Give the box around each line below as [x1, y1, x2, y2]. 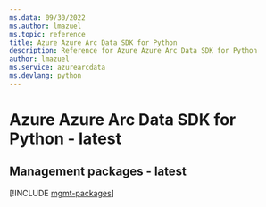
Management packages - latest [9, 164, 187, 179]
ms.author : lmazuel [9, 21, 82, 30]
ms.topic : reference [9, 29, 87, 38]
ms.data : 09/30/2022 [9, 12, 87, 22]
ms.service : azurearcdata [9, 63, 105, 72]
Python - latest [9, 128, 122, 148]
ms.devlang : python [9, 71, 82, 80]
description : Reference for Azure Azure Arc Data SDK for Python [9, 46, 257, 55]
